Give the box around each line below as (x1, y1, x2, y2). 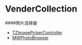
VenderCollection (5, 3, 78, 15)
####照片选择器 (5, 20, 37, 26)
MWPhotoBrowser (12, 35, 49, 41)
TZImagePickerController (12, 30, 63, 35)
